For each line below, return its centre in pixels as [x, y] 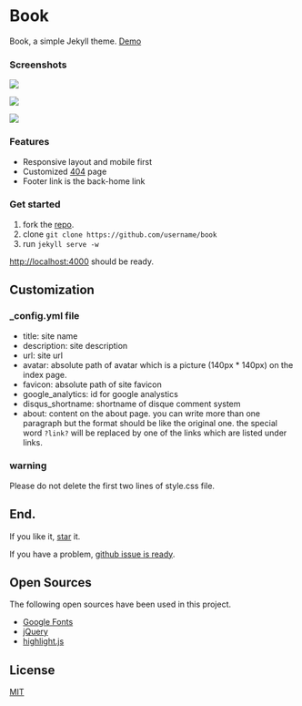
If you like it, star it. [45, 536]
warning [28, 466]
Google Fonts [48, 622]
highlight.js [43, 641]
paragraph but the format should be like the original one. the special [150, 423]
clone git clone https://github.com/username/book [120, 234]
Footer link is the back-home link [84, 181]
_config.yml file [45, 316]
